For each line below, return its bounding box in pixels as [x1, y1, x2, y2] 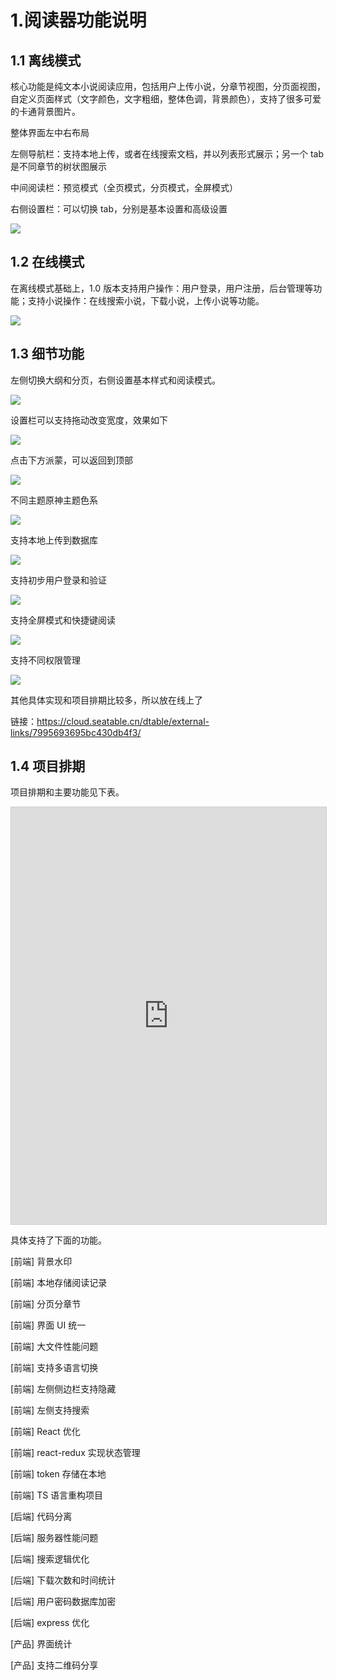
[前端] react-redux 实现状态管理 [10, 1447, 141, 1459]
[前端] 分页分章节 [10, 1298, 82, 1310]
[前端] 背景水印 [10, 1256, 73, 1268]
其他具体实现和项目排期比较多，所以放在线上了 [10, 694, 203, 706]
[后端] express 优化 [10, 1617, 90, 1629]
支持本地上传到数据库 [10, 534, 98, 546]
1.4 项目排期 [10, 758, 86, 775]
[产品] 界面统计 [10, 1638, 73, 1650]
